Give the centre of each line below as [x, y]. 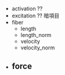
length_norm [36, 35]
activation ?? [27, 9]
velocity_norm [38, 48]
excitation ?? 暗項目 [35, 15]
